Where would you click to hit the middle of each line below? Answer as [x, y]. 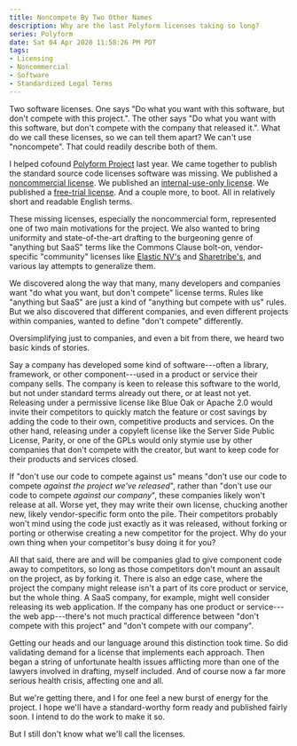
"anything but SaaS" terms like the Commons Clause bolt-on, [121, 247]
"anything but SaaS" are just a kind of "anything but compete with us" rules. [148, 302]
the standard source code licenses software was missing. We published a [144, 173]
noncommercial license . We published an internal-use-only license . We [139, 182]
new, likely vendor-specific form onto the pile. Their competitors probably [144, 514]
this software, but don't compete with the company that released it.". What [145, 127]
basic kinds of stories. [50, 347]
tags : [19, 51]
